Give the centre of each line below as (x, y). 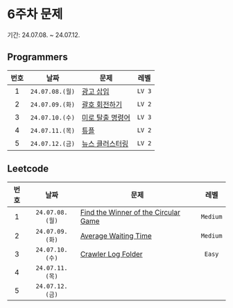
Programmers (37, 57)
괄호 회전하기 (102, 104)
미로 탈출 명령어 (106, 117)
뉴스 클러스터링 (105, 143)
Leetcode (28, 169)
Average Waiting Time (116, 236)
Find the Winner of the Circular (130, 212)
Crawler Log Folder (112, 254)
